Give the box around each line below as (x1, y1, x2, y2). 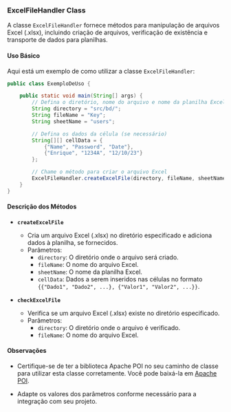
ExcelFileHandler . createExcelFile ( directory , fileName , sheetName (32, 175, 226, 182)
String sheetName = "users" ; (32, 118, 115, 125)
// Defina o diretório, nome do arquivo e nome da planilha (32, 99, 208, 106)
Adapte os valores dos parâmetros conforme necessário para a (16, 390, 197, 398)
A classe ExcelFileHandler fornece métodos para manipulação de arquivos (7, 21, 220, 30)
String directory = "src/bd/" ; (32, 105, 122, 112)
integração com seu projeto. (16, 398, 98, 406)
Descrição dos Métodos (7, 202, 77, 211)
